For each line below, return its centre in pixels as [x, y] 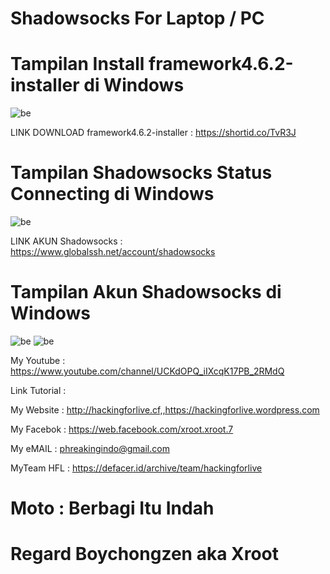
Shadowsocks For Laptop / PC [137, 18]
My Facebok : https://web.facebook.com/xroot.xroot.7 [122, 429]
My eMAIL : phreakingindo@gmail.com [90, 448]
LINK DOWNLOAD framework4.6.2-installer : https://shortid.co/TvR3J [153, 133]
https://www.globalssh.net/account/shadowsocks [113, 252]
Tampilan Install [77, 64]
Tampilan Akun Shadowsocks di [146, 292]
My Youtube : [38, 360]
